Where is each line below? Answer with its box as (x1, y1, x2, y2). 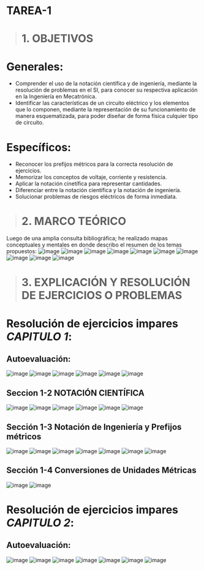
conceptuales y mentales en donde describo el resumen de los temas (6, 241, 182, 248)
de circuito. (15, 119, 44, 126)
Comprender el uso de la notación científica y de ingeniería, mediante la (15, 80, 197, 87)
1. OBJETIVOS (21, 32, 94, 46)
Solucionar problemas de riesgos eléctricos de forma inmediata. (15, 193, 178, 201)
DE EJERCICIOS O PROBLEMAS (21, 289, 183, 303)
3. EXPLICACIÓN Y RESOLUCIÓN (21, 276, 191, 289)
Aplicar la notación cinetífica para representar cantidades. (15, 180, 162, 187)
